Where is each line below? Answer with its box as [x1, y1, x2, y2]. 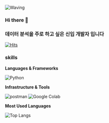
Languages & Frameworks [5, 65, 59, 71]
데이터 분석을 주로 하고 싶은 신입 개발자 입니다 [5, 31, 105, 37]
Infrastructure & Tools [5, 84, 50, 90]
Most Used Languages [5, 103, 51, 109]
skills [5, 54, 18, 61]
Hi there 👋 [5, 17, 29, 23]
